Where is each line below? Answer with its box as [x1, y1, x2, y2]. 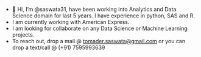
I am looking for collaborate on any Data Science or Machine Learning [12, 25, 188, 32]
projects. [12, 31, 35, 38]
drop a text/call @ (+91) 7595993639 [12, 44, 105, 51]
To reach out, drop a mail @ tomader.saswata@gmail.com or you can [12, 38, 186, 44]
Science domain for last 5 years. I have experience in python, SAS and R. [12, 12, 196, 19]
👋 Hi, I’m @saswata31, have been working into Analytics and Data [12, 6, 177, 13]
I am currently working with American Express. [12, 19, 130, 25]
